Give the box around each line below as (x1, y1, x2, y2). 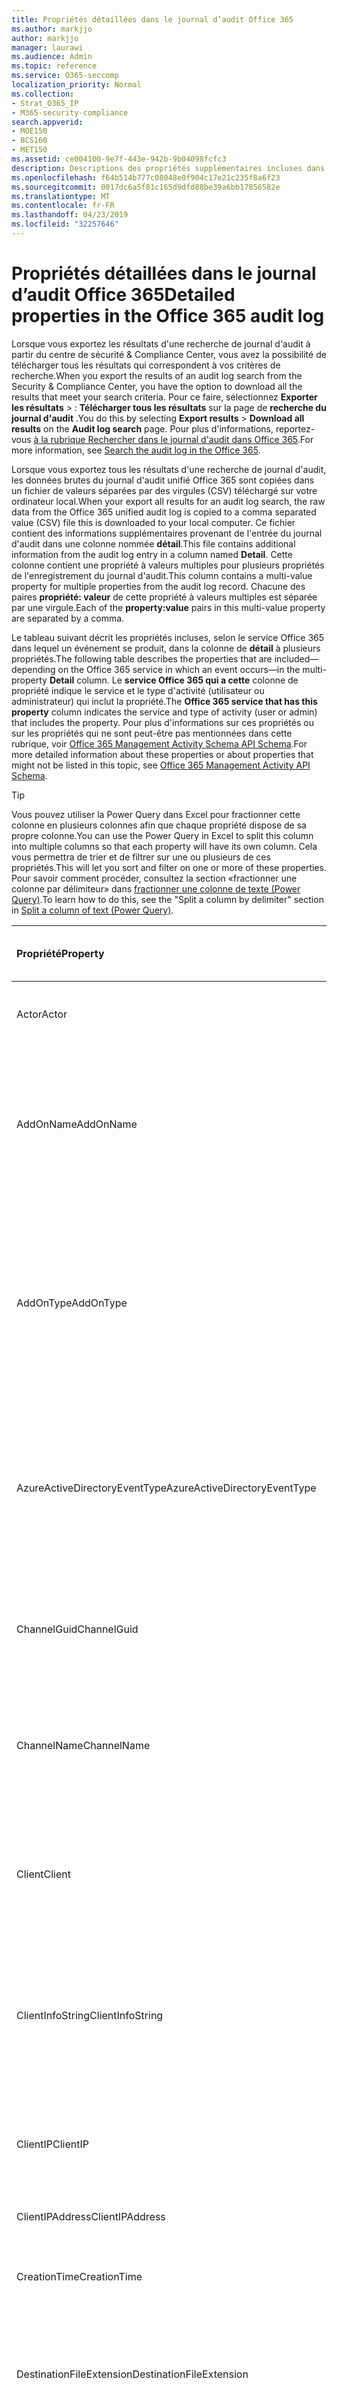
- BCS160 (11, 136, 48, 146)
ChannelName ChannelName (16, 1738, 151, 1752)
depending (11, 663, 56, 675)
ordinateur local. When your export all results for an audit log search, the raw (11, 495, 326, 507)
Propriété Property (16, 946, 105, 960)
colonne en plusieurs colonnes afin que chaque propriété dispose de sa (11, 819, 307, 831)
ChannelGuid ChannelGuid (16, 1622, 139, 1636)
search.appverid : (11, 117, 84, 127)
